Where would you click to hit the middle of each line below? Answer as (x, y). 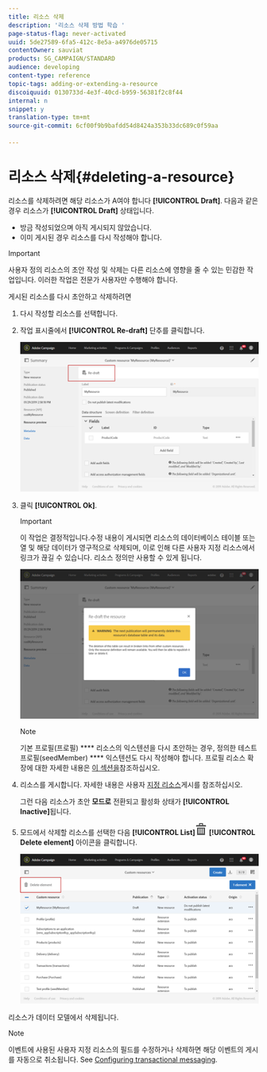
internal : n (28, 101)
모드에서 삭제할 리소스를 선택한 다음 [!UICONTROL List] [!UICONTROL (137, 832)
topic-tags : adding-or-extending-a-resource (83, 84)
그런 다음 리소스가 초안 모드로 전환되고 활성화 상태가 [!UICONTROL (124, 801)
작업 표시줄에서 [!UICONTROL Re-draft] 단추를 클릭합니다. (112, 330)
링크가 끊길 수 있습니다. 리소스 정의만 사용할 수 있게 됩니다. (111, 557)
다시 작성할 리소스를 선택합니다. (68, 313)
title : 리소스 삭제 (36, 17)
